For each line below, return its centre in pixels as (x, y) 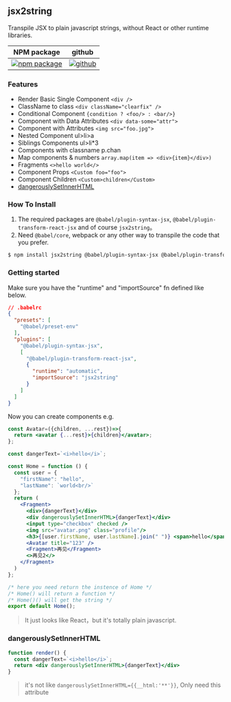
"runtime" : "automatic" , (68, 371)
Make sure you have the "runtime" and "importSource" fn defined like (106, 288)
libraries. (20, 35)
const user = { (36, 473)
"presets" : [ (33, 320)
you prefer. (33, 242)
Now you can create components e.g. (61, 416)
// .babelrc (25, 307)
